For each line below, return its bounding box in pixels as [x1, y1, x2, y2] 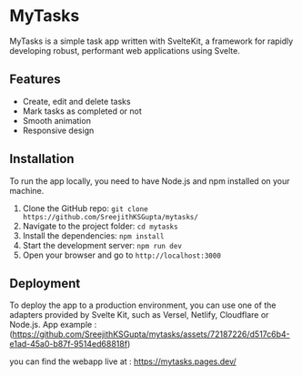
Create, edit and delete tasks [22, 96, 131, 107]
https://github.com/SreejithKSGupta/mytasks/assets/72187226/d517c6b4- [12, 329, 291, 340]
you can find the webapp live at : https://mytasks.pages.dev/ [9, 356, 237, 367]
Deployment [9, 275, 81, 291]
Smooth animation [22, 115, 91, 126]
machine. [9, 185, 45, 196]
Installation [9, 151, 75, 167]
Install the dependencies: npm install [22, 229, 165, 241]
